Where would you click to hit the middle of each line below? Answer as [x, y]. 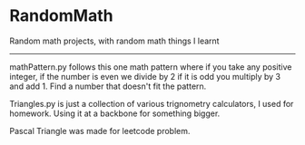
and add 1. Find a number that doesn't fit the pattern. [108, 86]
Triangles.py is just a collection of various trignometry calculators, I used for [152, 103]
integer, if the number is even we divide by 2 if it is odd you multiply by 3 [145, 76]
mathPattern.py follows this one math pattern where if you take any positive [151, 67]
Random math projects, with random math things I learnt [114, 41]
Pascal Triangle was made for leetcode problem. [100, 130]
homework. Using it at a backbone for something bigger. [115, 113]
